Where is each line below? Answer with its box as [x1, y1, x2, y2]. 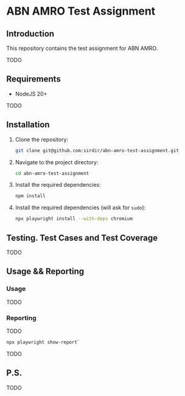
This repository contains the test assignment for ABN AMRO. [6, 44, 158, 52]
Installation [6, 120, 50, 130]
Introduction [6, 29, 55, 39]
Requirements [6, 74, 61, 85]
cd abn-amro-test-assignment [15, 170, 89, 176]
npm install [15, 193, 46, 199]
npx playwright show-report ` [6, 339, 80, 345]
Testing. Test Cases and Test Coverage [6, 232, 158, 243]
